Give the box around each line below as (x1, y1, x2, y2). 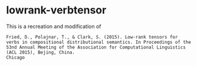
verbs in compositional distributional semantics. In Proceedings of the (6, 39, 192, 45)
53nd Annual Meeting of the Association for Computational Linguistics (6, 44, 186, 50)
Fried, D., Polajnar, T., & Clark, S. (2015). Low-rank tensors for (6, 34, 178, 40)
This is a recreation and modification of (6, 23, 101, 30)
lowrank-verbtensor (6, 4, 107, 17)
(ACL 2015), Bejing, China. (6, 49, 75, 55)
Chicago (6, 54, 25, 60)
